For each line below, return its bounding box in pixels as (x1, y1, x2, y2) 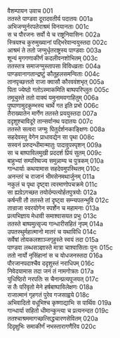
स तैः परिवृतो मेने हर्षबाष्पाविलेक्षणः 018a (7, 283, 93, 291)
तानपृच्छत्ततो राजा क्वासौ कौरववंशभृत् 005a (7, 78, 105, 86)
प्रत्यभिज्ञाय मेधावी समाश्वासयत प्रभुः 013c (7, 212, 98, 220)
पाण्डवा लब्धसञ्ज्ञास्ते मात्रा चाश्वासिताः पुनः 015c (7, 243, 114, 252)
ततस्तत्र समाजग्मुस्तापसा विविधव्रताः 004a (7, 62, 101, 70)
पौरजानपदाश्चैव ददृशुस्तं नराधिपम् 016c (7, 259, 95, 267)
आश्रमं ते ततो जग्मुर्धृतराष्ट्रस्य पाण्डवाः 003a (7, 46, 102, 54)
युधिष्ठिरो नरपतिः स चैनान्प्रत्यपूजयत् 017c (7, 275, 99, 283)
